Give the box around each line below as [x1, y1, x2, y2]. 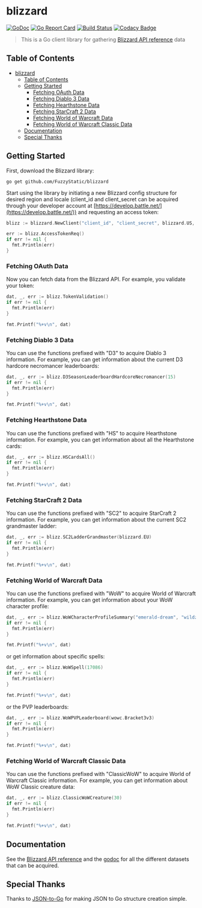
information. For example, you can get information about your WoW [6, 596, 173, 604]
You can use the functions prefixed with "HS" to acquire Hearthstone [6, 429, 177, 437]
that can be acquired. [6, 862, 60, 869]
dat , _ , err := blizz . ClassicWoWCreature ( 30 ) [6, 795, 122, 801]
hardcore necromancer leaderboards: [6, 362, 99, 369]
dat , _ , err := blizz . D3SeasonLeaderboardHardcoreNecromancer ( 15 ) [6, 374, 176, 380]
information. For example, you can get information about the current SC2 [6, 516, 186, 523]
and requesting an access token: [78, 208, 159, 215]
